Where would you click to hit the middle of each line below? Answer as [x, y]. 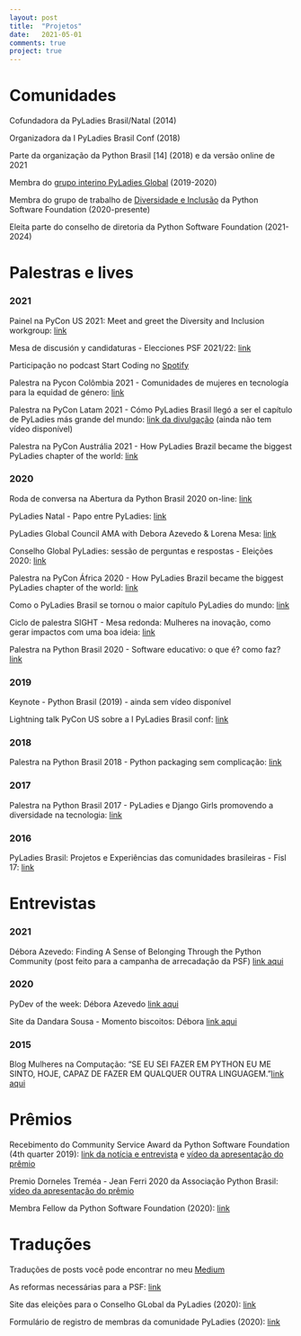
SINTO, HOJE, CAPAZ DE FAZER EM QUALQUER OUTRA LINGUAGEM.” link [147, 1074]
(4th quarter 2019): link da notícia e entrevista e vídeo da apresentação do [146, 1154]
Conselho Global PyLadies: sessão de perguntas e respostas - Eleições [142, 551]
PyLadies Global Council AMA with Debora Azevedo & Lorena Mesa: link [143, 533]
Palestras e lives [71, 273]
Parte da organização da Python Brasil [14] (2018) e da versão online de [142, 156]
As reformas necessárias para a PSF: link [85, 1286]
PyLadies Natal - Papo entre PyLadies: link [88, 516]
